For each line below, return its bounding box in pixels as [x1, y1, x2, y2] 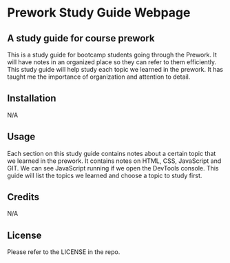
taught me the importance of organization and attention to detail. [7, 72, 191, 81]
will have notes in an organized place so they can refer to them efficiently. [7, 58, 217, 66]
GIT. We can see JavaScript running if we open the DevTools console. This [7, 164, 219, 172]
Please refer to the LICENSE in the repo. [7, 248, 121, 256]
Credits [7, 191, 40, 203]
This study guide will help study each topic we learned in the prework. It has [7, 66, 224, 73]
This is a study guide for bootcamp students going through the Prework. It [7, 50, 217, 59]
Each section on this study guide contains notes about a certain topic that [7, 149, 216, 157]
